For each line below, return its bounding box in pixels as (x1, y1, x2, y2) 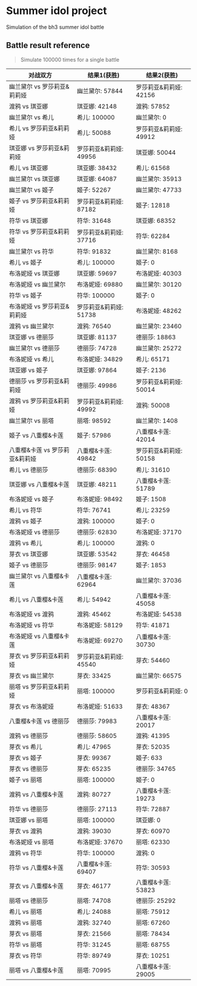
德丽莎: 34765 (135, 764, 176, 773)
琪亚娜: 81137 (77, 333, 117, 341)
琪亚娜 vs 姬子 (9, 366, 49, 374)
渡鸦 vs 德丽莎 (9, 732, 49, 740)
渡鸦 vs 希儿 (9, 539, 43, 547)
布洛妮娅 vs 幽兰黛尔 (9, 280, 66, 288)
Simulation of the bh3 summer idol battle (6, 23, 104, 30)
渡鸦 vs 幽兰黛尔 (9, 322, 55, 330)
